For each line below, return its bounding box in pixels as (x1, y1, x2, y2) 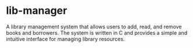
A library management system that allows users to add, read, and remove (6, 23, 182, 30)
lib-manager (6, 4, 68, 17)
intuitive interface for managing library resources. (6, 35, 125, 42)
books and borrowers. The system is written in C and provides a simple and (6, 29, 188, 36)
